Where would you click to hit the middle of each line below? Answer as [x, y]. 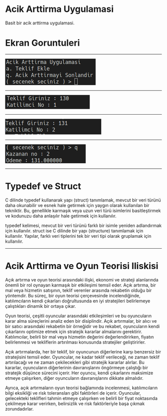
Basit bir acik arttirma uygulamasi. [40, 23]
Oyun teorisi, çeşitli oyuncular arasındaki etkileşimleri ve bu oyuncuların [78, 316]
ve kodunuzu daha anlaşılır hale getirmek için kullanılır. [61, 216]
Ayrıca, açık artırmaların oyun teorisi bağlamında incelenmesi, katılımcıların [82, 388]
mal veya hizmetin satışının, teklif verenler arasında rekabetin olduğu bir [79, 290]
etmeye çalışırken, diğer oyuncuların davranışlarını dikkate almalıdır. [74, 378]
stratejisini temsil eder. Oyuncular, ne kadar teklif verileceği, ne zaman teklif [83, 357]
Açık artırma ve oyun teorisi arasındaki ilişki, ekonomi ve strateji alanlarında [82, 279]
